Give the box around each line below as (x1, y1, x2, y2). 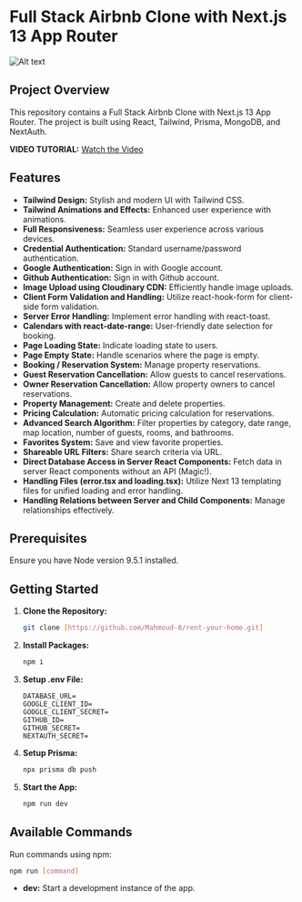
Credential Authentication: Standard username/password (22, 243, 242, 254)
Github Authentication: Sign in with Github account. (22, 272, 220, 283)
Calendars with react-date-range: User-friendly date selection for (22, 320, 273, 331)
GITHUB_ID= (22, 715, 65, 724)
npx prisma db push (22, 764, 97, 774)
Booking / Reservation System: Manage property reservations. (22, 358, 261, 370)
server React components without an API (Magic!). (22, 465, 212, 476)
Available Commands (9, 824, 133, 840)
